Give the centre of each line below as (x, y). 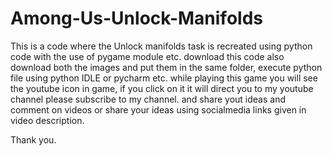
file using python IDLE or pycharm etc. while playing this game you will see (164, 78)
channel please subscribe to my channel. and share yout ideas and (148, 99)
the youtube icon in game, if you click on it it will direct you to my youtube (162, 88)
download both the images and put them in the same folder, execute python (166, 67)
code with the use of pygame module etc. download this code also (147, 56)
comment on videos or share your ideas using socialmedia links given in (158, 109)
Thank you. (33, 139)
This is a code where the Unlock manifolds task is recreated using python (161, 46)
